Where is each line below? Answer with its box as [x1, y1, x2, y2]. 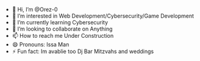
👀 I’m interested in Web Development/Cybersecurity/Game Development [12, 12, 194, 20]
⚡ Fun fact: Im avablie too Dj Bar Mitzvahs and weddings [12, 48, 154, 55]
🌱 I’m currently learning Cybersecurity [12, 19, 109, 26]
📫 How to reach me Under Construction [12, 32, 114, 39]
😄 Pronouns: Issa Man [12, 41, 70, 48]
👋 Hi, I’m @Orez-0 [12, 6, 58, 13]
